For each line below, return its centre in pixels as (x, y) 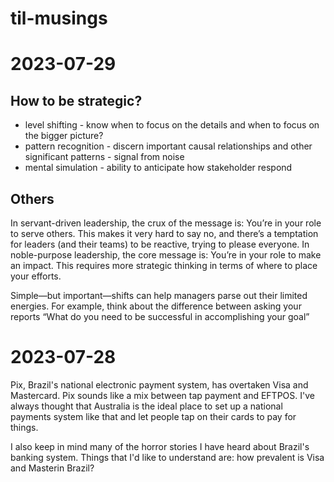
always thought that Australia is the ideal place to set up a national (146, 406)
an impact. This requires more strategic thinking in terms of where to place (164, 265)
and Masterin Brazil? (52, 468)
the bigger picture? (64, 136)
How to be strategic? (76, 100)
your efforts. (36, 276)
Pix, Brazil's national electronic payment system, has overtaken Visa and (159, 384)
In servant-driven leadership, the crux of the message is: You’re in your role (166, 223)
